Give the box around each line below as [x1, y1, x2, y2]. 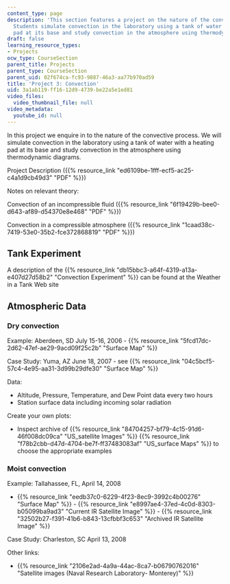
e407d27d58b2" [7, 273, 53, 281]
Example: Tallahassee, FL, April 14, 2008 [7, 480, 121, 488]
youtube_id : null [13, 112, 63, 119]
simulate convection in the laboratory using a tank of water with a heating [7, 138, 214, 146]
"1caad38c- [181, 220, 215, 229]
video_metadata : [7, 106, 53, 113]
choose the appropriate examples [16, 447, 112, 455]
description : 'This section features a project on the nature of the [7, 16, 210, 23]
